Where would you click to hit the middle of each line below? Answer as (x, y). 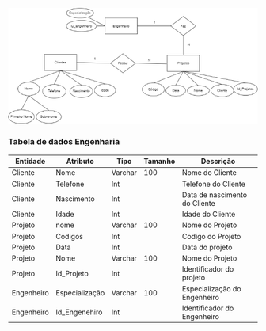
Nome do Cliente (209, 173)
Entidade (30, 162)
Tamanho (160, 162)
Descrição (218, 162)
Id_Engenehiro (79, 312)
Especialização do (211, 288)
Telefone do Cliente (213, 184)
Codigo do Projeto (211, 236)
